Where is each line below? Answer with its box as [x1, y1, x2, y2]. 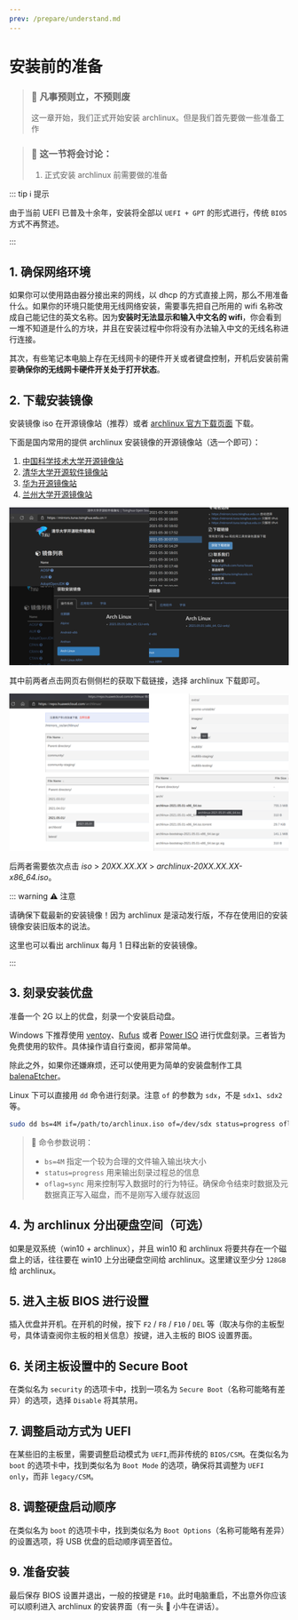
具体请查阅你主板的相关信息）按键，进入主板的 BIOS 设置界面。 [24, 1330, 257, 1341]
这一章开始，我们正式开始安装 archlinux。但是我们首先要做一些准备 [30, 112, 277, 124]
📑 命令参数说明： [30, 1136, 93, 1147]
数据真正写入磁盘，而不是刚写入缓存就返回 [43, 1189, 200, 1199]
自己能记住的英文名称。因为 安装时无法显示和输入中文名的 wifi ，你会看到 [16, 312, 282, 323]
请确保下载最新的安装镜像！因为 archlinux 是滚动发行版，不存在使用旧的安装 [9, 910, 288, 920]
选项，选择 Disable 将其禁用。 [32, 1395, 143, 1406]
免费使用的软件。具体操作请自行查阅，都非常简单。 [9, 1040, 196, 1051]
